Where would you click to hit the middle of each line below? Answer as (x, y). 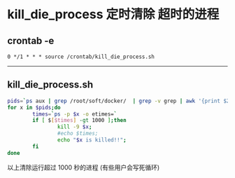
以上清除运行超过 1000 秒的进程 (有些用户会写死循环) (84, 167)
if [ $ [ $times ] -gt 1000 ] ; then (80, 121)
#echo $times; (78, 134)
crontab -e (31, 40)
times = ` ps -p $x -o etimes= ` (75, 114)
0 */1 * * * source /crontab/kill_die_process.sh (81, 57)
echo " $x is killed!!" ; (92, 140)
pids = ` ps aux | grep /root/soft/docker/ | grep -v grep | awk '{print (114, 101)
